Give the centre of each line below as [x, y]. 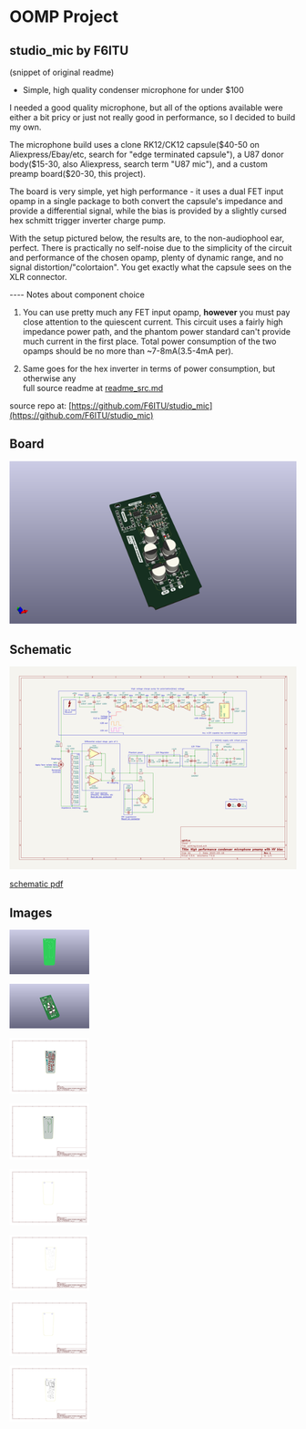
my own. [25, 127]
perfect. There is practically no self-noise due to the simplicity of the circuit [151, 248]
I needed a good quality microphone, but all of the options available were [147, 108]
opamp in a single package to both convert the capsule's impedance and [146, 201]
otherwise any [49, 378]
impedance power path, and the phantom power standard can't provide [157, 331]
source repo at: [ [41, 406]
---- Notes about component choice [77, 295]
